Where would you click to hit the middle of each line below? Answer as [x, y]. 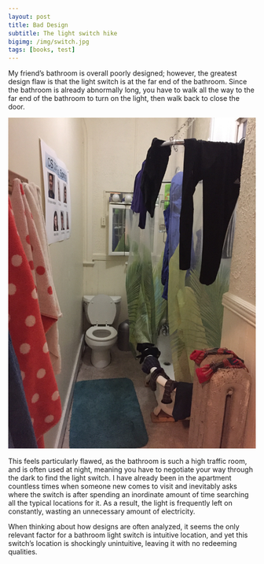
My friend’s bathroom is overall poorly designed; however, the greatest [123, 73]
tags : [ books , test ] [42, 50]
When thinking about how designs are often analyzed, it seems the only [124, 527]
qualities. [23, 552]
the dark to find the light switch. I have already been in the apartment [120, 478]
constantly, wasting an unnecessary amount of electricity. [102, 511]
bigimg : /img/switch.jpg [49, 42]
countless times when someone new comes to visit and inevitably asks [123, 486]
